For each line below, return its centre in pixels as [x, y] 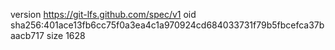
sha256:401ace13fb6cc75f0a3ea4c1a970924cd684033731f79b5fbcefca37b [167, 25]
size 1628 [66, 35]
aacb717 [27, 35]
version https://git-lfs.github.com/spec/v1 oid [103, 14]
